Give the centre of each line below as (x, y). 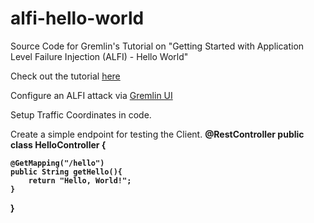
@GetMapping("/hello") (57, 163)
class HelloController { (58, 144)
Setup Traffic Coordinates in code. (81, 114)
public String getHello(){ (66, 172)
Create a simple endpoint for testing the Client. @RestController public (157, 134)
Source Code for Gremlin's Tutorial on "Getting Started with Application (157, 46)
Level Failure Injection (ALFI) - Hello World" (99, 56)
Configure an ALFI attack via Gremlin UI (91, 95)
